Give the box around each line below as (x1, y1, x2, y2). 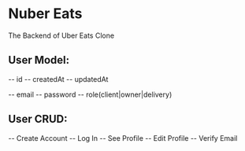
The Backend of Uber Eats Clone (8, 31, 115, 40)
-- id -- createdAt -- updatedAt (8, 74, 109, 83)
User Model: (8, 53, 70, 67)
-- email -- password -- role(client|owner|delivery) (8, 90, 173, 99)
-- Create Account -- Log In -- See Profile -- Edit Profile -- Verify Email (8, 133, 238, 142)
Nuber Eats (8, 5, 83, 23)
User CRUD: (8, 112, 69, 126)
